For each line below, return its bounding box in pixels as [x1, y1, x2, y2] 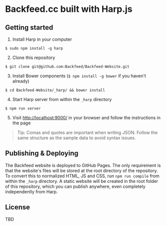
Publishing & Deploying [5, 149, 79, 158]
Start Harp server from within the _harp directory [12, 97, 112, 102]
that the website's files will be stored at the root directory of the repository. [5, 168, 158, 173]
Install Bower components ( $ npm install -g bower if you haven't [12, 73, 146, 79]
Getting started [5, 23, 54, 32]
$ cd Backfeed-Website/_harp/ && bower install [5, 88, 106, 93]
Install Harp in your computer [12, 36, 72, 42]
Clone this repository [12, 55, 55, 60]
